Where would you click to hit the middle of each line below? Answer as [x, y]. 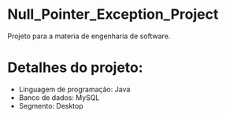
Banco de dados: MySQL [59, 97]
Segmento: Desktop [51, 105]
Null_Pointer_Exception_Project [113, 14]
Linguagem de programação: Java [74, 89]
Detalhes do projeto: [75, 68]
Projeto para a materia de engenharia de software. [89, 36]
